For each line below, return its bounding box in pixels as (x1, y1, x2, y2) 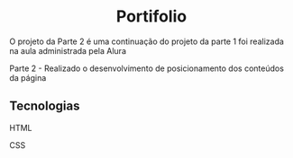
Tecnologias (9, 99, 80, 114)
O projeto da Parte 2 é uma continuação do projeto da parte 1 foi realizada (9, 36, 284, 47)
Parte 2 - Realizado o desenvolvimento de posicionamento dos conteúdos (9, 63, 284, 74)
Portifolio (115, 6, 188, 27)
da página (9, 72, 47, 83)
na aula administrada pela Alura (9, 45, 127, 56)
